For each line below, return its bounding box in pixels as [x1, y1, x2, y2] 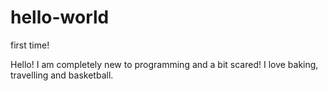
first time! [10, 39, 50, 51]
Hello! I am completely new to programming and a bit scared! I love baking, [10, 58, 319, 70]
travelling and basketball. [10, 69, 114, 81]
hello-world [10, 6, 110, 29]
